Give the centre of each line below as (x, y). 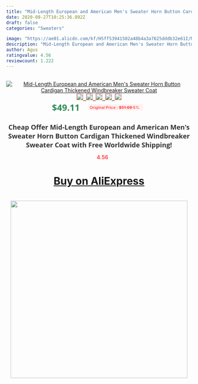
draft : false (22, 22)
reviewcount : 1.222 (30, 61)
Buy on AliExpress (99, 181)
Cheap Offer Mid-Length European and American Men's (99, 127)
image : (14, 39)
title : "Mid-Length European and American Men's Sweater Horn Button (93, 12)
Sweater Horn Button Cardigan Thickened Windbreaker (99, 136)
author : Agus (22, 50)
